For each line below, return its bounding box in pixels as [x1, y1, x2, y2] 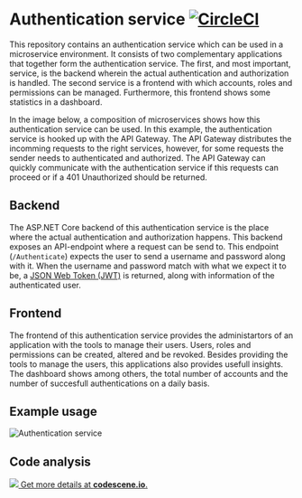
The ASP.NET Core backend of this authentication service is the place [9, 221, 270, 232]
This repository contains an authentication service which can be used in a [9, 39, 284, 50]
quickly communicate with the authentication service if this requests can [9, 162, 279, 173]
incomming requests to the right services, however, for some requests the [9, 143, 284, 154]
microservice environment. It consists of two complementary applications [9, 48, 282, 59]
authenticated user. [9, 279, 81, 290]
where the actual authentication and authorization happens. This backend [9, 231, 283, 242]
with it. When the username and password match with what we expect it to [9, 260, 287, 271]
